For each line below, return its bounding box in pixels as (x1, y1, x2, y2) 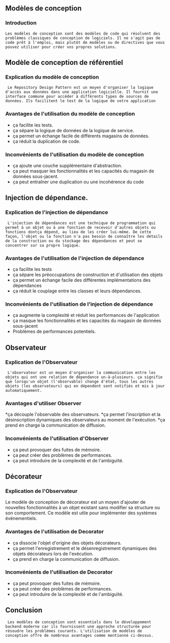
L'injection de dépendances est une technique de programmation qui (7, 220, 156, 226)
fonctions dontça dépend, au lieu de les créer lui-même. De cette (5, 229, 152, 234)
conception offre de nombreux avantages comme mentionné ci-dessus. (5, 633, 154, 638)
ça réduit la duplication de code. (12, 138, 80, 144)
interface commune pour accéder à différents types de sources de (5, 94, 149, 99)
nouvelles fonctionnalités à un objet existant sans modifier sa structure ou (5, 505, 160, 511)
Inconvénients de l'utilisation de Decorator (5, 568, 113, 576)
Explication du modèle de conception (5, 73, 99, 81)
